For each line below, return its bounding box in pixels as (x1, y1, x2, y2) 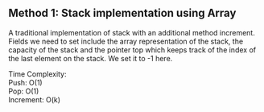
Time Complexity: (8, 68, 67, 79)
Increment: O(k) (8, 94, 61, 104)
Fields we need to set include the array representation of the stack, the (8, 36, 244, 46)
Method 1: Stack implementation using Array (8, 6, 237, 20)
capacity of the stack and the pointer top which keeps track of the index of (8, 44, 256, 55)
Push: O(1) (8, 77, 43, 87)
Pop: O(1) (8, 86, 39, 96)
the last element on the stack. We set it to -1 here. (8, 53, 173, 63)
